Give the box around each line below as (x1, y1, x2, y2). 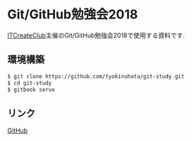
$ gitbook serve (7, 86, 55, 93)
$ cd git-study (7, 79, 52, 87)
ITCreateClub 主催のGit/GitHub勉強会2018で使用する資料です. (7, 31, 185, 39)
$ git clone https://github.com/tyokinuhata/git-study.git (7, 73, 185, 80)
